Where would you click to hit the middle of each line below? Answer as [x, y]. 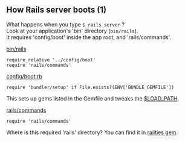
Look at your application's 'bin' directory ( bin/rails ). [72, 31]
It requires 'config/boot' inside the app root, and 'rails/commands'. [89, 37]
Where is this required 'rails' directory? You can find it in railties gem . [92, 132]
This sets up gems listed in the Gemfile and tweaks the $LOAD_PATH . [93, 98]
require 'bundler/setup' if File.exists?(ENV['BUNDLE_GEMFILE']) [90, 87]
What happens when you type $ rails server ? [66, 24]
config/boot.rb [24, 76]
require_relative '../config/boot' [51, 60]
